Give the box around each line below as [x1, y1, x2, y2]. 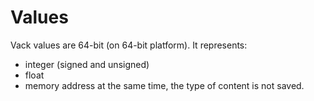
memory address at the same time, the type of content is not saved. [24, 79, 305, 91]
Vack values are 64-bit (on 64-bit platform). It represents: [10, 39, 248, 51]
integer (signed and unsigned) [24, 58, 150, 70]
